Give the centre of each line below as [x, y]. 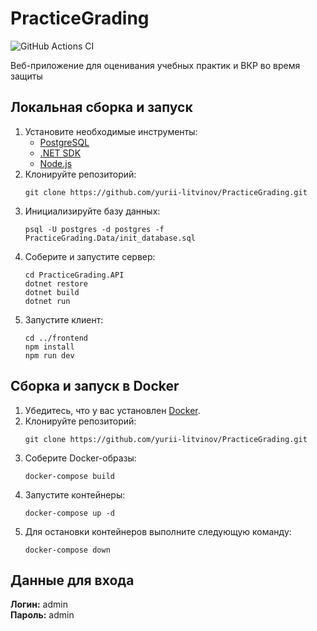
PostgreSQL [64, 142]
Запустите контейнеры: [75, 494]
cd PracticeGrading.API [74, 275]
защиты [26, 76]
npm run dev [49, 355]
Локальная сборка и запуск [101, 107]
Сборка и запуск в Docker [95, 386]
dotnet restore [56, 283]
